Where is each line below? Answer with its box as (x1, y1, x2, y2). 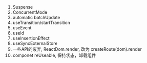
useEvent (12, 25, 32, 31)
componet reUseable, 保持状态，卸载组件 (12, 52, 96, 58)
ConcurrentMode (12, 9, 48, 15)
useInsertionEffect (12, 35, 50, 41)
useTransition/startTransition (12, 20, 70, 25)
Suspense (12, 4, 33, 10)
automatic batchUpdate (12, 15, 61, 20)
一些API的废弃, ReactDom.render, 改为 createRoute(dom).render (12, 46, 142, 52)
